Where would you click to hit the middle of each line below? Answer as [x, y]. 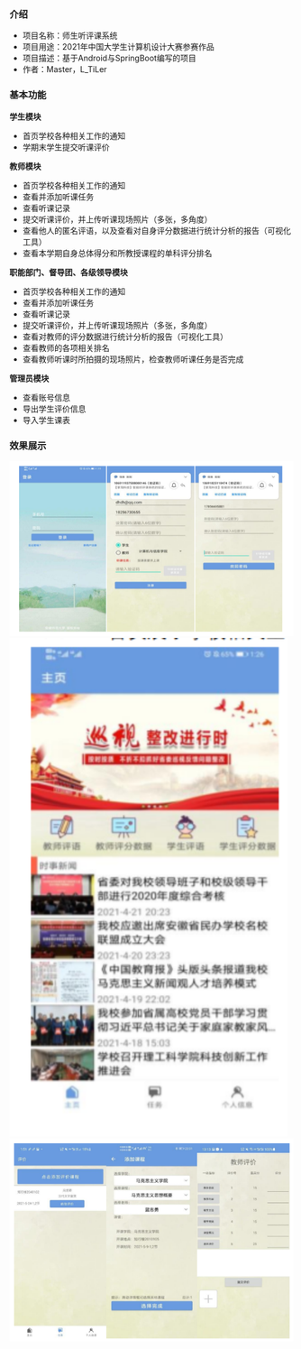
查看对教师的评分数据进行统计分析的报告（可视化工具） [125, 337]
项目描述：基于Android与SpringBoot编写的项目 [109, 58]
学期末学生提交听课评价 [66, 147]
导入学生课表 [46, 420]
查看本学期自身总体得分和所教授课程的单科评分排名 [117, 253]
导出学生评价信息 [54, 409]
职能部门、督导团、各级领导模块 [68, 272]
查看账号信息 [46, 397]
